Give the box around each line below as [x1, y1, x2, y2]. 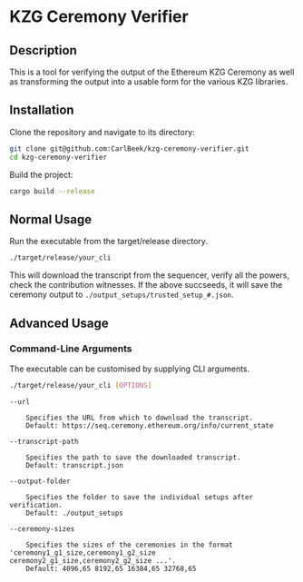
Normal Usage [9, 212, 93, 227]
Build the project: [9, 169, 73, 180]
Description [9, 43, 77, 58]
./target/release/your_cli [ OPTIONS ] [9, 380, 152, 390]
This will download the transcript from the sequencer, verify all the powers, [9, 270, 290, 281]
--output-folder [9, 477, 71, 486]
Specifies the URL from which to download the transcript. [25, 413, 254, 422]
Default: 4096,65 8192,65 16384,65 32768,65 [25, 564, 197, 573]
